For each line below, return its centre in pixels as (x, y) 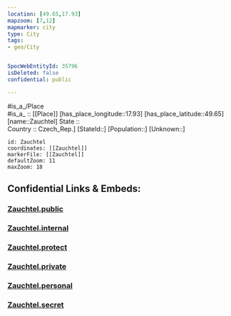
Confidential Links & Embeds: (74, 189)
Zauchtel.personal (40, 285)
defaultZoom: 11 (31, 160)
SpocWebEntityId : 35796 (43, 66)
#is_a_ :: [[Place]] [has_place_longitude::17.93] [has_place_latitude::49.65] (116, 113)
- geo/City (24, 47)
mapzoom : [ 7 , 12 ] (31, 21)
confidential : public (40, 79)
